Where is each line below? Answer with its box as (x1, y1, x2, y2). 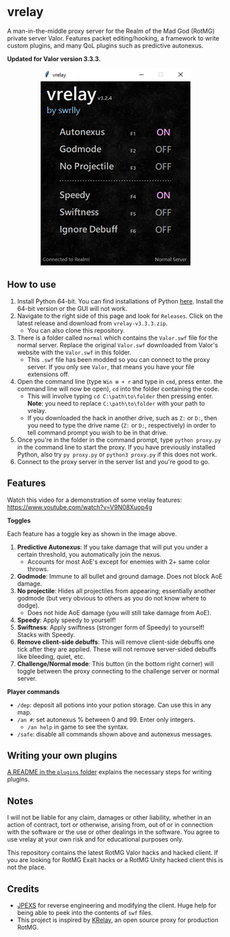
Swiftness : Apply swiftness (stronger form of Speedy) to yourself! (16, 623, 205, 632)
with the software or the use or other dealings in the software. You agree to (7, 828, 220, 836)
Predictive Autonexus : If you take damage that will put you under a (16, 543, 208, 551)
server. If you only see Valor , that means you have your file (27, 362, 194, 371)
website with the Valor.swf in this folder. (16, 348, 132, 356)
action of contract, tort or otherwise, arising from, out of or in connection (7, 821, 214, 829)
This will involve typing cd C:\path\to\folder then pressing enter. (27, 392, 214, 400)
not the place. (7, 863, 47, 872)
